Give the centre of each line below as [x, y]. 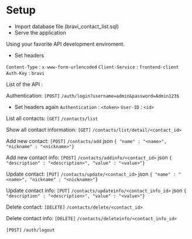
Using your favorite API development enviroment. [65, 44]
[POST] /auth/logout [30, 230]
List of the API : [25, 84]
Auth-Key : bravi [25, 73]
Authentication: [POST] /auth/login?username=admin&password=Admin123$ [93, 95]
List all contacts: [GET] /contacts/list [52, 118]
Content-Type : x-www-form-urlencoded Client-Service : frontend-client [92, 66]
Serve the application [40, 32]
